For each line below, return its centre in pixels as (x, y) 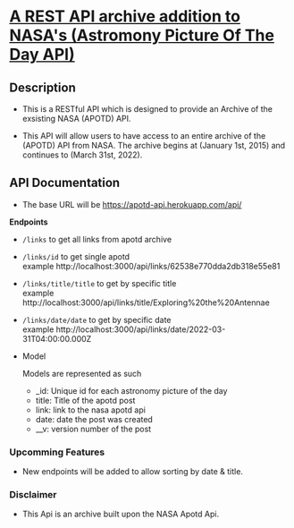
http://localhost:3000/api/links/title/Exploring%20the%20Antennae (146, 302)
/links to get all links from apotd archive (97, 239)
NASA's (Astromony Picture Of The (142, 35)
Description (42, 87)
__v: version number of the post (93, 429)
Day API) (42, 55)
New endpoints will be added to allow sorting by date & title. (133, 472)
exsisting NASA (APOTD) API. (76, 119)
